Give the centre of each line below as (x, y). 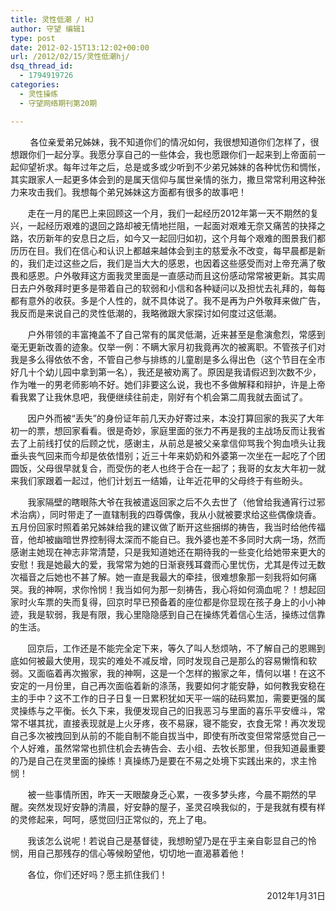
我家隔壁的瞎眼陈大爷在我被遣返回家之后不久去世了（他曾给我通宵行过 (172, 502)
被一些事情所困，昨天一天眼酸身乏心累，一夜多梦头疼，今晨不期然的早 (172, 794)
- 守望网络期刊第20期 (58, 103)
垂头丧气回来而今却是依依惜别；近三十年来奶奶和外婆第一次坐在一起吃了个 (163, 455)
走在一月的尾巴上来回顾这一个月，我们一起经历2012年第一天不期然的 (169, 213)
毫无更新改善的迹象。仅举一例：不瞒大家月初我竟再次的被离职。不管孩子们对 (168, 347)
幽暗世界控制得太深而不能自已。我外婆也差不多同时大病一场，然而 (189, 539)
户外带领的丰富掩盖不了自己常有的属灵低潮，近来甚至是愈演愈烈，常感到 (176, 334)
